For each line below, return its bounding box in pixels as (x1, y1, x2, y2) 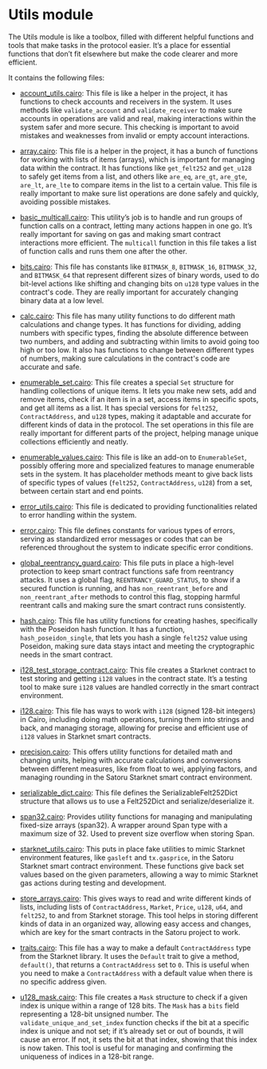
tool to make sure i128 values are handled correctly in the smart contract (19, 682, 259, 692)
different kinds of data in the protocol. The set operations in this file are (19, 420, 254, 429)
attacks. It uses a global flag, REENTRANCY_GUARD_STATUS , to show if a (19, 574, 241, 584)
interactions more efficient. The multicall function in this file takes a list (19, 238, 257, 247)
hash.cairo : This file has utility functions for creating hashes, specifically (19, 616, 257, 625)
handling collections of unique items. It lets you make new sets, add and (19, 385, 257, 396)
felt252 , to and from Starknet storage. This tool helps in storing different (19, 910, 259, 920)
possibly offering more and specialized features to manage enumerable (19, 460, 255, 470)
